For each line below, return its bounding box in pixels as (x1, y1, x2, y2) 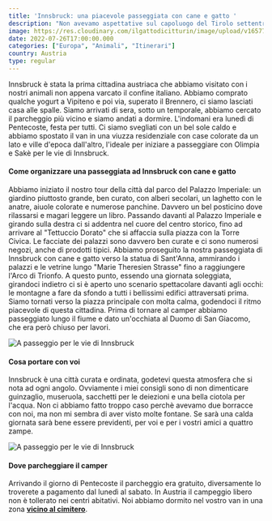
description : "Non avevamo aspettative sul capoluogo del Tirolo (8, 19, 233, 28)
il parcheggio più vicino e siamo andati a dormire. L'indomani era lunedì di (8, 113, 254, 123)
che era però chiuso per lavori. (8, 322, 111, 332)
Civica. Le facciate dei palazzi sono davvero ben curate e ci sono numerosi (8, 237, 259, 246)
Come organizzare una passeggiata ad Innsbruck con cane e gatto (8, 167, 236, 177)
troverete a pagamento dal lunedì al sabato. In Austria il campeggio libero (8, 487, 253, 497)
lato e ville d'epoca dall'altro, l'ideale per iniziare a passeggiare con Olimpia (8, 139, 261, 149)
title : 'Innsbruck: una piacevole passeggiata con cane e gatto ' (8, 11, 237, 20)
